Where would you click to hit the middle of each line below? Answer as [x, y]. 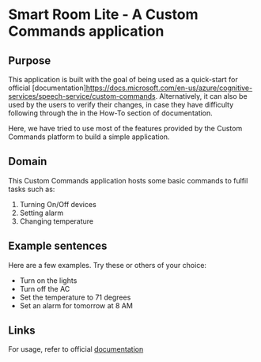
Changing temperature [56, 221]
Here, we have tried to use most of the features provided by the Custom [125, 128]
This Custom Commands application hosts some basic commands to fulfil [128, 180]
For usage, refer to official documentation [76, 349]
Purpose [30, 60]
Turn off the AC [45, 288]
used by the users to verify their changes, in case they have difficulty [121, 105]
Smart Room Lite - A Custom [104, 15]
